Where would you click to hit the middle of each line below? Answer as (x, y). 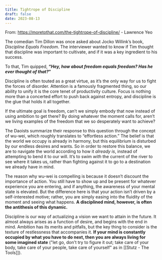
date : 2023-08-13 (22, 18)
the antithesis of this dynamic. (36, 207)
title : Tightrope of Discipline (37, 9)
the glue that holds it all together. (38, 102)
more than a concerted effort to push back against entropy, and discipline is (81, 97)
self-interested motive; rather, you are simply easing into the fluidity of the (79, 197)
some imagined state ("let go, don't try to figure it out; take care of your (77, 243)
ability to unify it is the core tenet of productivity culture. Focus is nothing (78, 91)
